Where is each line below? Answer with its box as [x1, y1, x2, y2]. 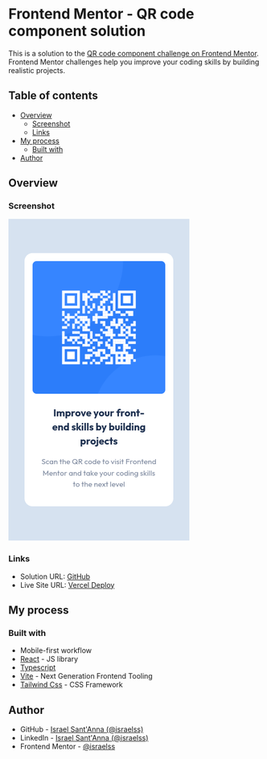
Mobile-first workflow [19, 646, 92, 655]
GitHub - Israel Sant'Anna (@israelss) [19, 724, 144, 734]
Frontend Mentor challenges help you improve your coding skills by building [8, 57, 260, 67]
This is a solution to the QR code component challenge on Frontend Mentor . [8, 48, 259, 58]
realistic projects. [8, 65, 66, 75]
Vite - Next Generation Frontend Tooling [19, 671, 153, 681]
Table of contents [8, 89, 98, 103]
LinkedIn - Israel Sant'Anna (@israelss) [19, 733, 149, 743]
